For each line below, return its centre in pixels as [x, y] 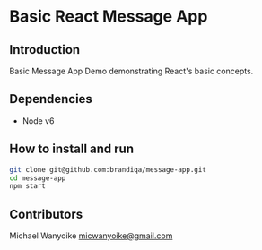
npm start [28, 186]
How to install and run [72, 149]
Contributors [46, 214]
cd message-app [38, 178]
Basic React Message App [109, 17]
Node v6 [38, 121]
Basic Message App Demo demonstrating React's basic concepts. [131, 71]
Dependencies [51, 99]
